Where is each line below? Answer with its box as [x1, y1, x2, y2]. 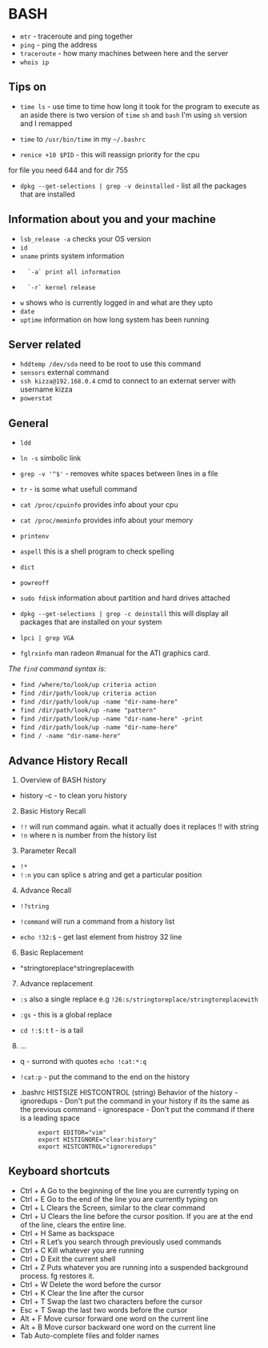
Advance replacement [19, 979, 94, 988]
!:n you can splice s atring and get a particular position [19, 870, 202, 879]
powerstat [19, 395, 54, 403]
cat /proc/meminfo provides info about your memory [19, 515, 194, 526]
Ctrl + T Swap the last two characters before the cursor [19, 1297, 202, 1306]
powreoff [19, 579, 50, 587]
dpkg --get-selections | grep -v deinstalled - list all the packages [19, 181, 247, 190]
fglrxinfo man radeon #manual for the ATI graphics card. [19, 648, 210, 658]
